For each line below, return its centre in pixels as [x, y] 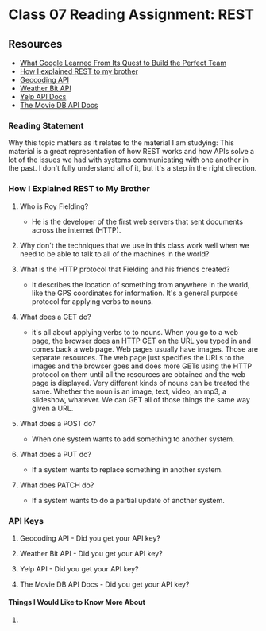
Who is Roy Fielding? [54, 206]
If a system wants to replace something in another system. [127, 469]
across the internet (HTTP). [76, 230]
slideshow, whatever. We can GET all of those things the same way [141, 399]
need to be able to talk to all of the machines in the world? [114, 254]
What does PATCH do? [57, 485]
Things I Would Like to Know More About [77, 602]
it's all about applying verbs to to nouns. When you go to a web [135, 332]
